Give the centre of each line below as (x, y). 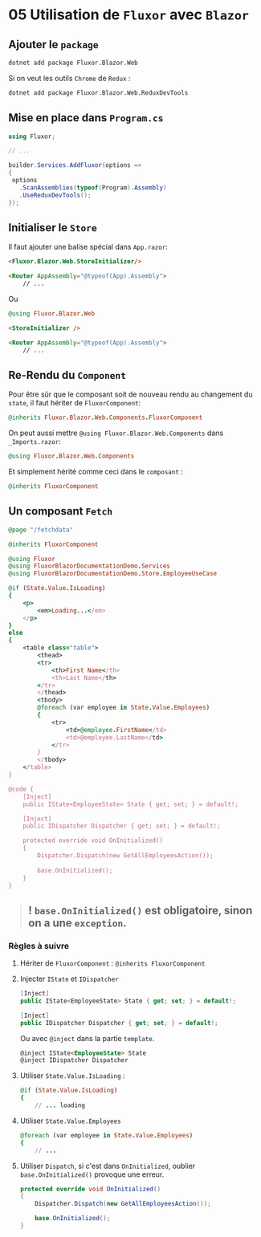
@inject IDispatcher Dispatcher (74, 1060)
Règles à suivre (39, 946)
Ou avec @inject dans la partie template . (87, 1038)
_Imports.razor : (35, 441)
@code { (21, 789)
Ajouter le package (53, 45)
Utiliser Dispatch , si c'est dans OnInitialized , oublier (108, 1166)
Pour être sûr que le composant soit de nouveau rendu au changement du (130, 394)
